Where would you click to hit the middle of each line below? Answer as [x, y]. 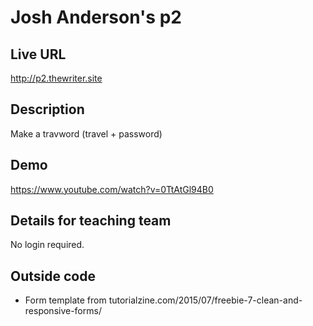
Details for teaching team [91, 221]
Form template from [65, 300]
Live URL [38, 54]
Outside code [53, 276]
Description [47, 109]
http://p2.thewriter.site [56, 78]
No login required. [47, 245]
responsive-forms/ [63, 311]
